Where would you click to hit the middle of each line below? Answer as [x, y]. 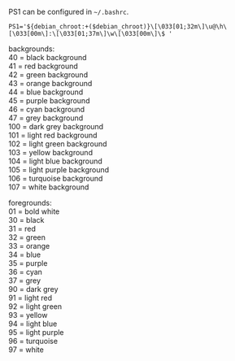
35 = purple [28, 263]
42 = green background [48, 75]
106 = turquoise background [56, 178]
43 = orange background [50, 83]
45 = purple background [49, 100]
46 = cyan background [47, 109]
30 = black [26, 220]
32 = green [27, 237]
